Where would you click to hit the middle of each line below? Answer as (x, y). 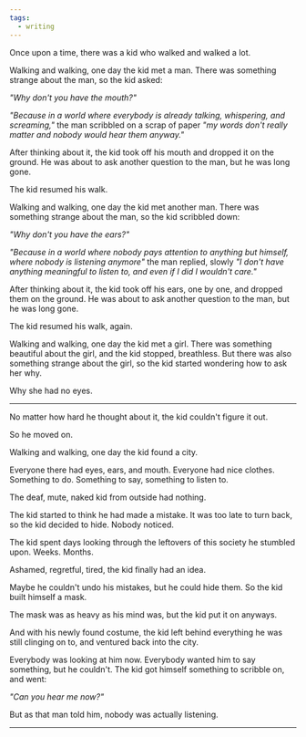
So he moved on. (41, 434)
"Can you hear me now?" (57, 696)
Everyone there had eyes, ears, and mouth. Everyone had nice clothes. (142, 470)
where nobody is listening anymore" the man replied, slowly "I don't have (147, 262)
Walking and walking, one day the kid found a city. (104, 452)
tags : (20, 18)
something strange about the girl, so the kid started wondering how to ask (148, 363)
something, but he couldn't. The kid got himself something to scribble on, (147, 669)
